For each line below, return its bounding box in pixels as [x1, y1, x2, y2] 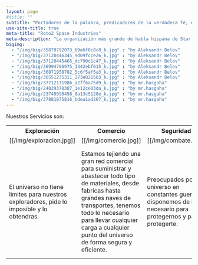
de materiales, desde [81, 179, 140, 187]
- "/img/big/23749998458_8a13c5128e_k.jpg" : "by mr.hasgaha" [11, 91, 167, 97]
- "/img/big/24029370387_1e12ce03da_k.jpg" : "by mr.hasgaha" [11, 86, 167, 91]
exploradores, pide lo [9, 197, 68, 205]
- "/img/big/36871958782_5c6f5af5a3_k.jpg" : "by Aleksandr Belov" [11, 69, 181, 75]
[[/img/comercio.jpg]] [81, 136, 141, 145]
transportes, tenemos [81, 201, 141, 210]
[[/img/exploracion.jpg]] [9, 136, 76, 145]
